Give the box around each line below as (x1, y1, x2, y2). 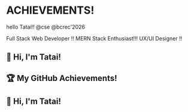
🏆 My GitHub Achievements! (6, 73, 118, 83)
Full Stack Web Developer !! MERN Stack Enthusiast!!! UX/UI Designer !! (6, 35, 183, 42)
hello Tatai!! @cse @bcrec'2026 (6, 23, 86, 30)
